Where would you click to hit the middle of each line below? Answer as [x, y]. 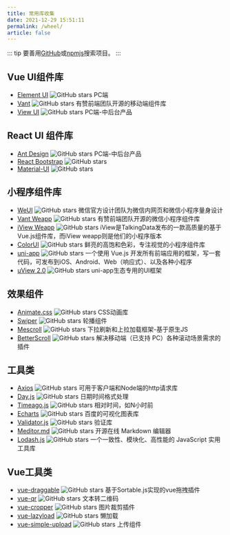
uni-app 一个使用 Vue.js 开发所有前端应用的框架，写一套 [119, 253]
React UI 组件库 [40, 136]
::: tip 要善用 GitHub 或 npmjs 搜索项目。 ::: [64, 53]
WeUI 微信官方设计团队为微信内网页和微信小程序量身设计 [120, 210]
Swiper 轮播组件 [62, 320]
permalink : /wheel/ [35, 26]
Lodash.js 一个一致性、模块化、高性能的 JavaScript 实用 [119, 440]
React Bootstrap [40, 161]
